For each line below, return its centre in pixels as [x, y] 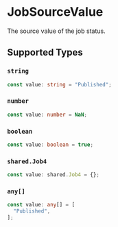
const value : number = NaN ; [47, 115]
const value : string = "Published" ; [59, 84]
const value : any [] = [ [41, 205]
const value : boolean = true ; [50, 145]
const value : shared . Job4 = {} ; [53, 175]
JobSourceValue [55, 12]
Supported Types [45, 52]
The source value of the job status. [56, 31]
